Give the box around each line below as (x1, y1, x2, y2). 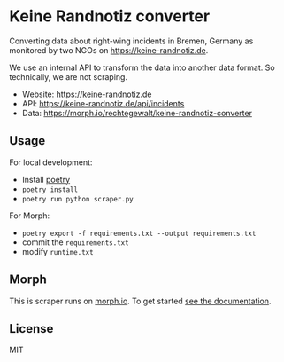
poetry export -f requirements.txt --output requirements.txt (21, 229, 257, 238)
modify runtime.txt (21, 246, 95, 256)
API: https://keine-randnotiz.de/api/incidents (21, 98, 185, 108)
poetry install (21, 185, 79, 194)
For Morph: (9, 210, 50, 221)
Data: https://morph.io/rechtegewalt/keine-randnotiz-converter (21, 107, 252, 118)
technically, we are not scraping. (9, 71, 128, 82)
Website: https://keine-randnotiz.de (21, 89, 152, 99)
